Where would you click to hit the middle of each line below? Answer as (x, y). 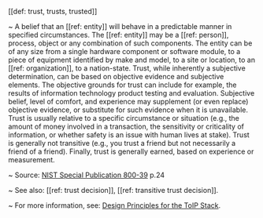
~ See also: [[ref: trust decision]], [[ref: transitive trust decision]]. (113, 190)
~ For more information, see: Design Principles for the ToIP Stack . (115, 205)
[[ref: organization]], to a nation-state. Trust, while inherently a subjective (127, 68)
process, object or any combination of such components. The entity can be (130, 43)
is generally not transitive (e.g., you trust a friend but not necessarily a (122, 143)
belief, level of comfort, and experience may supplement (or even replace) (128, 102)
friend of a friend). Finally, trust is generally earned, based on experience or (131, 151)
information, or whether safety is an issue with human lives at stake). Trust (129, 135)
